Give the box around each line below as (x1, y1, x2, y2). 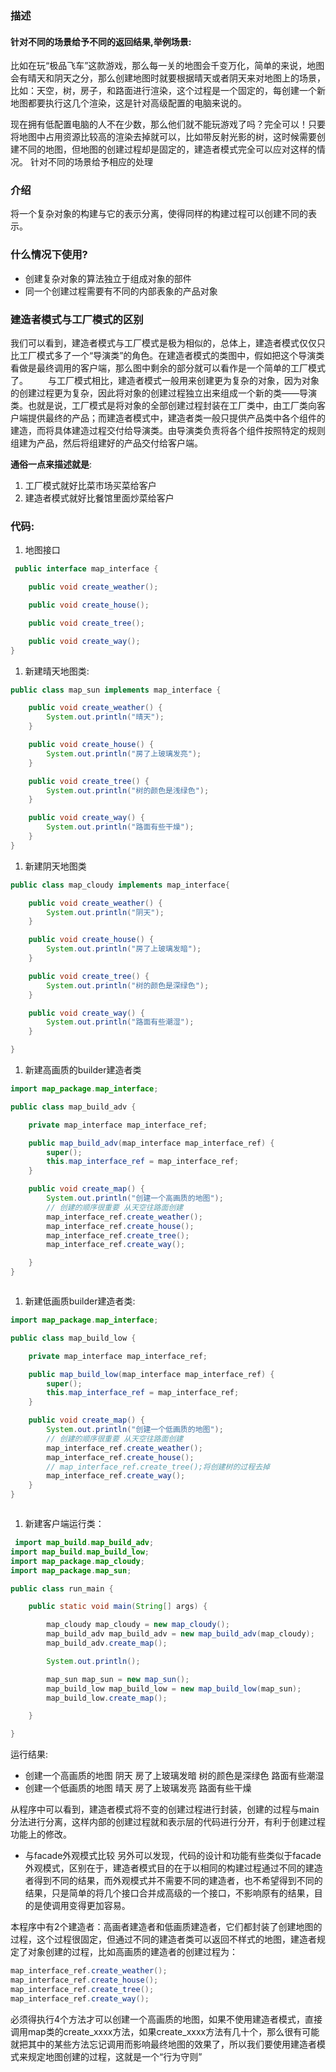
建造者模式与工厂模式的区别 (10, 312, 144, 326)
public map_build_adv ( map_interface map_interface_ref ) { (28, 1138, 275, 1148)
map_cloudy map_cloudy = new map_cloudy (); (46, 1620, 230, 1630)
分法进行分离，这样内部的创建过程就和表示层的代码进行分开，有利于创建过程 (10, 1816, 326, 1828)
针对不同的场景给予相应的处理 (29, 156, 153, 168)
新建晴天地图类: (24, 665, 90, 677)
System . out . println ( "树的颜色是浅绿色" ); (46, 785, 210, 796)
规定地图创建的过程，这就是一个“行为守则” (27, 2050, 203, 2062)
